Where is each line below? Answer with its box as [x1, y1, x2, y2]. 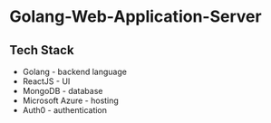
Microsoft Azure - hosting [22, 95, 120, 106]
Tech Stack [9, 43, 74, 58]
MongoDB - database [22, 86, 103, 96]
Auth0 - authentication [22, 105, 107, 115]
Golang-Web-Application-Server [9, 6, 262, 27]
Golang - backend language [22, 66, 127, 77]
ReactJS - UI [22, 76, 71, 87]
